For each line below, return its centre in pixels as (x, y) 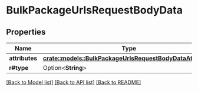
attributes (23, 58)
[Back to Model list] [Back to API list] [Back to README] (74, 82)
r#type (19, 68)
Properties (26, 32)
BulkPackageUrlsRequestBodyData (94, 10)
